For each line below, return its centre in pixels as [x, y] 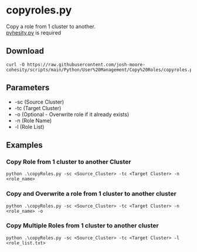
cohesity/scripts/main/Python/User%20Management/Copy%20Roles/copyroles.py [101, 70]
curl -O [16, 64]
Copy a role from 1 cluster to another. [51, 26]
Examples [24, 145]
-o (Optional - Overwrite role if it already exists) [72, 114]
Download [25, 51]
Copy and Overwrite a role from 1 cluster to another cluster [91, 194]
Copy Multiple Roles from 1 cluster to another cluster [83, 226]
